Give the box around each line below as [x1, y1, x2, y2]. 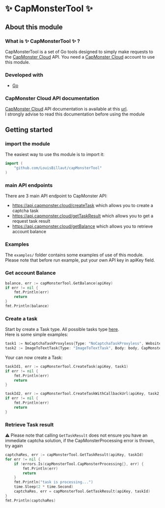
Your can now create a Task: [5, 355, 63, 360]
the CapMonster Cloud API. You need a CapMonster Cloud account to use [5, 54, 155, 60]
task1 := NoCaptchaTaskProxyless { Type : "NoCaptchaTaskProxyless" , [5, 341, 144, 346]
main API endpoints [5, 181, 53, 188]
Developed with [5, 71, 43, 78]
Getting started [5, 125, 53, 134]
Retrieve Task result [5, 421, 54, 428]
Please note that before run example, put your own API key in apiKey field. [5, 257, 155, 263]
